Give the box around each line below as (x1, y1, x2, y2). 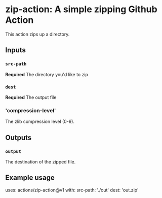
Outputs (5, 133, 32, 142)
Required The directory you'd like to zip (5, 71, 89, 77)
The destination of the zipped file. (5, 158, 76, 164)
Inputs (5, 46, 26, 54)
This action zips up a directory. (5, 31, 70, 37)
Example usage (5, 174, 55, 182)
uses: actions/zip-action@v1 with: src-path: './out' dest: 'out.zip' (5, 187, 139, 193)
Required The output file (5, 94, 57, 100)
